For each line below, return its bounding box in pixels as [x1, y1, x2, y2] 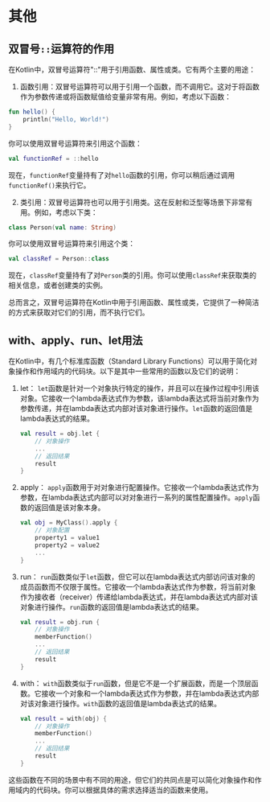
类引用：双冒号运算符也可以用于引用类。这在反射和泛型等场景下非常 [19, 197, 246, 207]
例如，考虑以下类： [34, 207, 98, 217]
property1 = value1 [35, 534, 100, 542]
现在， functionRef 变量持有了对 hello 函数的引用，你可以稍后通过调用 [8, 170, 235, 179]
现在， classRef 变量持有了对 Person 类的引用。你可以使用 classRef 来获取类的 [8, 270, 257, 280]
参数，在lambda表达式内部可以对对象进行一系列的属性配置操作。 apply [19, 492, 253, 503]
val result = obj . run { [19, 618, 100, 626]
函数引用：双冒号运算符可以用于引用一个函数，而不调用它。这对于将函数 [19, 82, 260, 91]
